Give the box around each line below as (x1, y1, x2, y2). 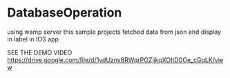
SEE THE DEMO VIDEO (7, 48, 73, 57)
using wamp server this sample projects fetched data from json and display (7, 28, 222, 36)
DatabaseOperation (7, 5, 122, 21)
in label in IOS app (7, 35, 59, 43)
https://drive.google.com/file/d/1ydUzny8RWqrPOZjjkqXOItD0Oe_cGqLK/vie (7, 55, 224, 64)
